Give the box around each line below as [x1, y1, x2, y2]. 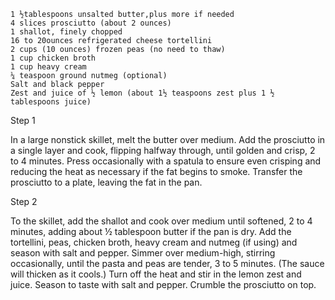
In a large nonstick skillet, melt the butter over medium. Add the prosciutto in [10, 134, 326, 145]
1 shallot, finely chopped [10, 27, 123, 37]
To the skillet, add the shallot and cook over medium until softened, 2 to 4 [10, 215, 313, 227]
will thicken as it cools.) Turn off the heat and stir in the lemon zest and [10, 268, 302, 280]
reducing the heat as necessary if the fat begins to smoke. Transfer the [10, 166, 303, 177]
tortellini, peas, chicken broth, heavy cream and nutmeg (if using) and [10, 236, 298, 248]
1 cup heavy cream [10, 62, 87, 72]
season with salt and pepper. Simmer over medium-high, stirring [10, 247, 276, 259]
